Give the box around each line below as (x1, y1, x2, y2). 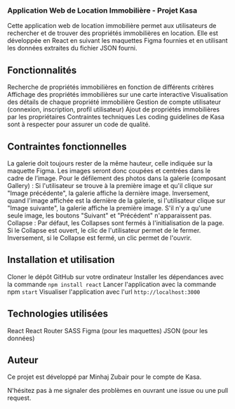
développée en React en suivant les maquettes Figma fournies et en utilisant (7, 36, 228, 45)
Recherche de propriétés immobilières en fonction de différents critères (7, 83, 214, 91)
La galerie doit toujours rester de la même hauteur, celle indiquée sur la (7, 159, 213, 167)
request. (7, 394, 32, 402)
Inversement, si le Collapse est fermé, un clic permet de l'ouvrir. (7, 234, 192, 242)
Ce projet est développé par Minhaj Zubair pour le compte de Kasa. (7, 373, 202, 381)
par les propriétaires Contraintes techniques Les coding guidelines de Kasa (7, 113, 224, 121)
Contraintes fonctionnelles (7, 140, 127, 152)
